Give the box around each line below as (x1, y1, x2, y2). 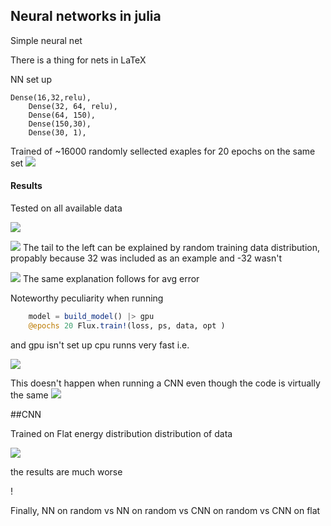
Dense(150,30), (28, 119, 92, 129)
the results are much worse (10, 465, 123, 478)
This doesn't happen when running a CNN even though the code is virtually (10, 377, 321, 389)
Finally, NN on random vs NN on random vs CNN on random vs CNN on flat (10, 504, 321, 516)
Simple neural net (10, 34, 83, 46)
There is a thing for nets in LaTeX (10, 54, 147, 66)
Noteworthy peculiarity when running (10, 292, 164, 304)
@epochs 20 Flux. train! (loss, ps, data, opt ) (28, 320, 226, 331)
